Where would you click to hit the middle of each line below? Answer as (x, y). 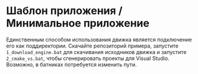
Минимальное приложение (78, 23)
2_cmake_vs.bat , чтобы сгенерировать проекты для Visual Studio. (88, 58)
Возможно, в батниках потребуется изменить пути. (72, 64)
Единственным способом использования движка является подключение (99, 39)
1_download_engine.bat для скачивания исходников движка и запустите (96, 52)
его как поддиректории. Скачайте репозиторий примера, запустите (92, 46)
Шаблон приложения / (64, 11)
